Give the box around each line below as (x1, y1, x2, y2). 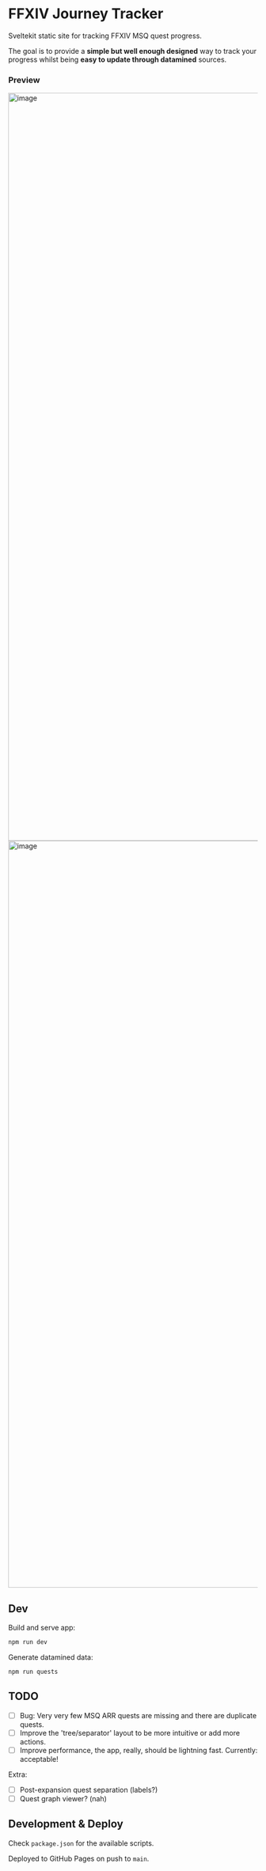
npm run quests (8, 1668, 59, 1676)
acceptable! (19, 1754, 59, 1763)
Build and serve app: (8, 1623, 76, 1633)
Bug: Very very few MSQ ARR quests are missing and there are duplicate (19, 1710, 257, 1720)
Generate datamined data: (8, 1652, 93, 1662)
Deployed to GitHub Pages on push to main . (8, 1854, 150, 1863)
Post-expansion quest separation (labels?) (19, 1785, 158, 1794)
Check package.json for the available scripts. (8, 1838, 154, 1848)
